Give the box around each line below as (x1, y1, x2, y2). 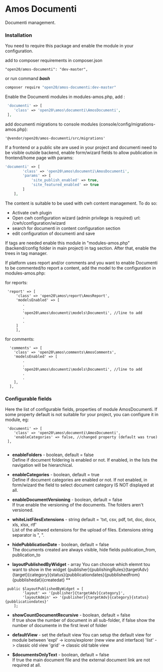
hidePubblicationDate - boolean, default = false (12, 542, 109, 547)
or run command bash (5, 76, 50, 82)
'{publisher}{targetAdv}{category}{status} (59, 595, 149, 600)
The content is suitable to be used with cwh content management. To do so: (5, 200, 157, 206)
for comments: (5, 336, 35, 342)
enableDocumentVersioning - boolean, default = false (12, 497, 123, 503)
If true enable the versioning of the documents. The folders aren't (12, 502, 144, 508)
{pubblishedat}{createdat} (12, 577, 65, 583)
